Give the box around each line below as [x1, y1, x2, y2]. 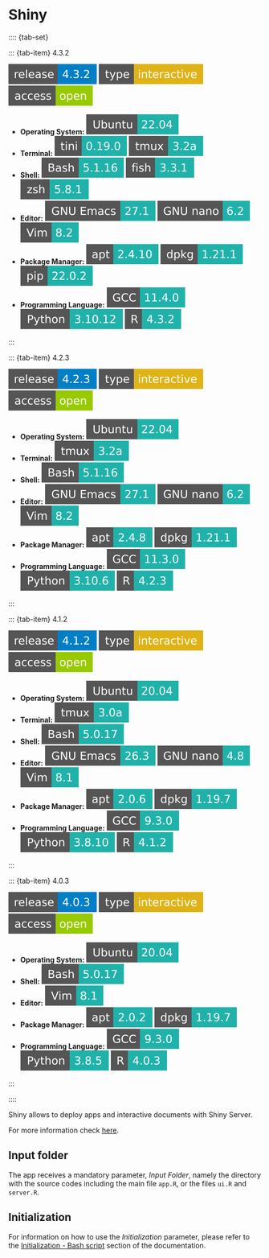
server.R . [8, 1187, 40, 1197]
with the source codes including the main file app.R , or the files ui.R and [8, 1178, 247, 1188]
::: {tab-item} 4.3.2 [8, 47, 70, 57]
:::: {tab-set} [8, 32, 49, 42]
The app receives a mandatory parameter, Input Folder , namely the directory [8, 1169, 262, 1180]
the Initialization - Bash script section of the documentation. [8, 1240, 206, 1250]
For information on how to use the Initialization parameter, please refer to [8, 1231, 251, 1241]
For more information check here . [8, 1125, 119, 1135]
